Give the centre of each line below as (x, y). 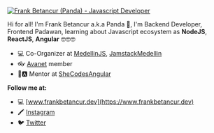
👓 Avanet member (45, 64)
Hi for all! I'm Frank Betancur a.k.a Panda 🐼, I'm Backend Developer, (105, 24)
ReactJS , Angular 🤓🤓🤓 (41, 39)
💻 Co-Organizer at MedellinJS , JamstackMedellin (90, 53)
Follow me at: (27, 88)
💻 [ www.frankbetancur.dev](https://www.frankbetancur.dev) (106, 102)
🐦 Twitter (32, 123)
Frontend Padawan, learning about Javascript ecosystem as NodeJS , (107, 32)
